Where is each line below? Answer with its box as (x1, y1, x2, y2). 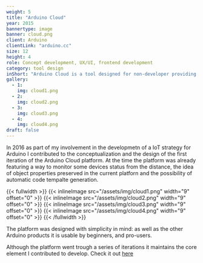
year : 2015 (6, 20, 34, 26)
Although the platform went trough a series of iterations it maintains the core (6, 244, 197, 250)
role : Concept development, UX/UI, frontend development (6, 59, 153, 65)
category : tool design (6, 65, 64, 72)
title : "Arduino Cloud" (6, 15, 67, 21)
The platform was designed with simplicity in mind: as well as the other (6, 225, 184, 232)
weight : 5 (6, 8, 32, 15)
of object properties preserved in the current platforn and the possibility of (6, 170, 193, 176)
